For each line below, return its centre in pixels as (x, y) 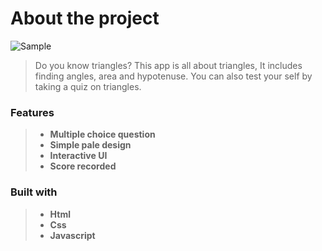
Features (32, 112)
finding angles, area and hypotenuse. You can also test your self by (173, 76)
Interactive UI (78, 156)
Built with (34, 192)
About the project (85, 18)
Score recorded (83, 166)
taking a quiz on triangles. (88, 86)
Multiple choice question (102, 134)
